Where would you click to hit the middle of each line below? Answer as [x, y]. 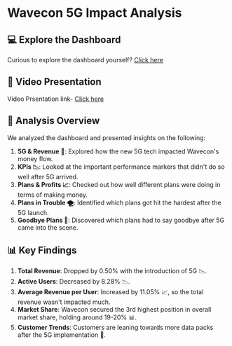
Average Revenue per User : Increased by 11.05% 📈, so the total [110, 292]
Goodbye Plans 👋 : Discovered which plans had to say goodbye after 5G [121, 220]
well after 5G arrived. [48, 177]
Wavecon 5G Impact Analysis [95, 13]
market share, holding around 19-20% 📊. [77, 317]
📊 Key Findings [42, 250]
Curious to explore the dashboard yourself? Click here [85, 60]
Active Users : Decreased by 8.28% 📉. [74, 282]
